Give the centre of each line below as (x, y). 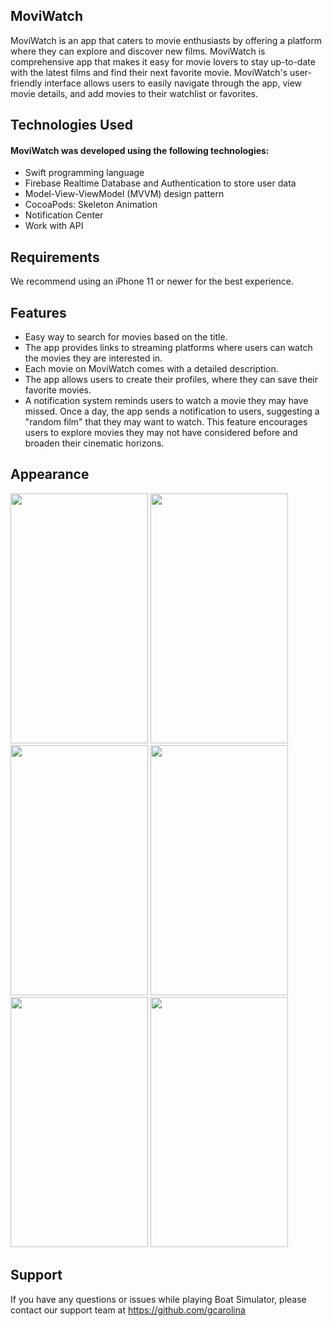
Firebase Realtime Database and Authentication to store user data (160, 183)
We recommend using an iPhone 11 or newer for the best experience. (152, 281)
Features (38, 312)
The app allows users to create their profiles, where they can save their (171, 380)
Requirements (55, 257)
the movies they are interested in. (93, 358)
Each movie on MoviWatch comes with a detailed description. (151, 369)
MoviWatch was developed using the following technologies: (140, 150)
